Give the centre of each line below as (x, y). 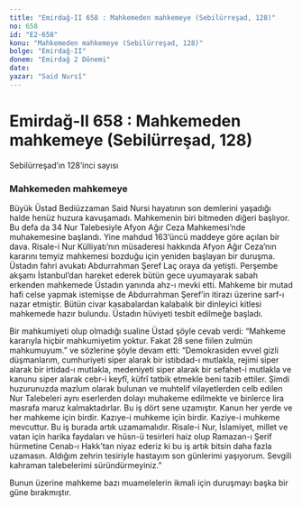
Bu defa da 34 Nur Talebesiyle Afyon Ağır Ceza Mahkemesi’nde (128, 227)
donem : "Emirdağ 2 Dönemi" (60, 60)
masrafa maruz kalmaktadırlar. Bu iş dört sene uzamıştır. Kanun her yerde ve (151, 408)
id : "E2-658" (34, 34)
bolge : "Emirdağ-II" (48, 51)
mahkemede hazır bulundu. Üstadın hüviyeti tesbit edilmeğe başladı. (136, 313)
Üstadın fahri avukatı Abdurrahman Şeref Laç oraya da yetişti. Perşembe (144, 265)
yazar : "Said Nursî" (48, 77)
